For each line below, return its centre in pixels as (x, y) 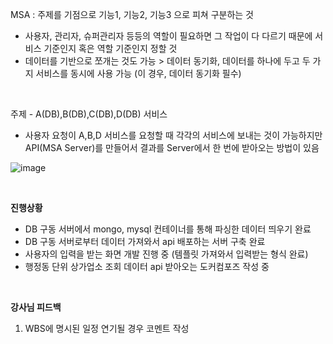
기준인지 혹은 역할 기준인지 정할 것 (110, 48)
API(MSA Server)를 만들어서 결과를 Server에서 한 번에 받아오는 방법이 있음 (172, 147)
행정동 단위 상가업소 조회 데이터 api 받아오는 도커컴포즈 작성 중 (147, 266)
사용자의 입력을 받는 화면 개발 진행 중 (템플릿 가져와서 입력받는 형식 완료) (166, 254)
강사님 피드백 (36, 307)
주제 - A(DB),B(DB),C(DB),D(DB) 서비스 (89, 114)
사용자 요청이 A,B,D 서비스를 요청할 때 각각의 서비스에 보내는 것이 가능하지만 (173, 135)
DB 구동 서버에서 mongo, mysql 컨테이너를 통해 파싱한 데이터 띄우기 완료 (168, 229)
